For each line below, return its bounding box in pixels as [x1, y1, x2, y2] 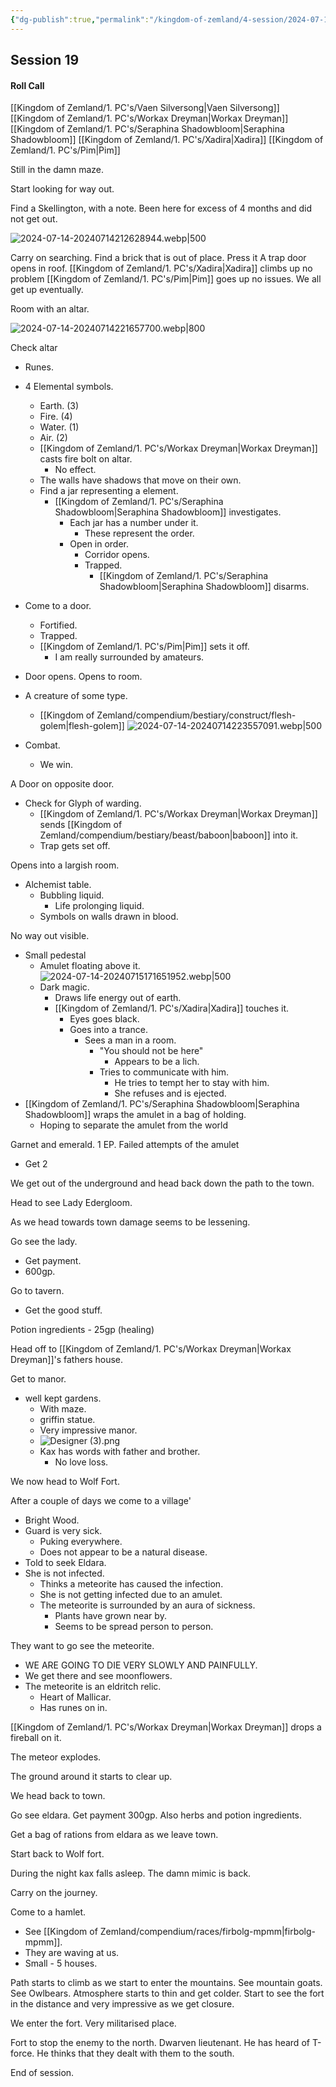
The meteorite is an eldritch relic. [24, 1681, 162, 1693]
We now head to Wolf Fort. [10, 1476, 120, 1488]
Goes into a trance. [69, 1024, 148, 1036]
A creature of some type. [24, 690, 128, 702]
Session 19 [10, 52, 80, 69]
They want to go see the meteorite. [10, 1640, 155, 1652]
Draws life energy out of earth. [54, 992, 182, 1004]
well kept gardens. [24, 1392, 102, 1405]
